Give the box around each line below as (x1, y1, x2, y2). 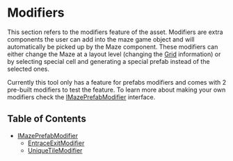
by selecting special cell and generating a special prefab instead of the (7, 57, 210, 65)
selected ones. (7, 65, 50, 73)
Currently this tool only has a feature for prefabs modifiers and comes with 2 (7, 78, 227, 86)
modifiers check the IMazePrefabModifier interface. (7, 92, 156, 101)
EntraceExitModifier (27, 139, 85, 147)
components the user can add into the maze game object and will (7, 35, 195, 43)
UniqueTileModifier (27, 146, 83, 154)
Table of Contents (7, 113, 87, 125)
